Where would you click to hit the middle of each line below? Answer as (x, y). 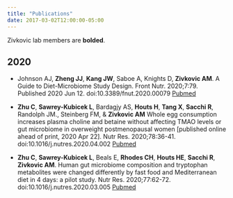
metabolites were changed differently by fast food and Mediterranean (117, 172)
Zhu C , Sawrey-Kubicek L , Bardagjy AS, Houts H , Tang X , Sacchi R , (115, 107)
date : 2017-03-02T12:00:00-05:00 (56, 20)
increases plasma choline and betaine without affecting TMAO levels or (119, 122)
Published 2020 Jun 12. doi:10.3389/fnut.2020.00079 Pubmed (106, 93)
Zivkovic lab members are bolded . (56, 40)
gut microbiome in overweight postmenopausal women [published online (122, 129)
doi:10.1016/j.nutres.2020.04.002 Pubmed (77, 144)
